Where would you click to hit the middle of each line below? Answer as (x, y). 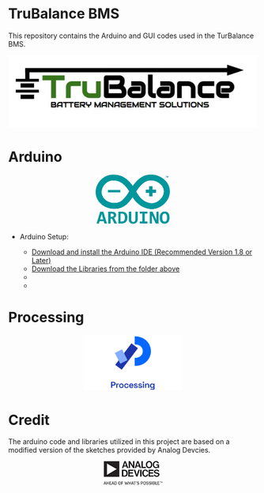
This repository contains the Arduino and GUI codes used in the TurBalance (131, 36)
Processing (46, 318)
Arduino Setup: (44, 236)
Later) (41, 260)
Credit (29, 420)
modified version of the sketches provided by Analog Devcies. (109, 450)
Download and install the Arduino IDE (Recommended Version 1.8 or (142, 252)
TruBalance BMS (64, 14)
